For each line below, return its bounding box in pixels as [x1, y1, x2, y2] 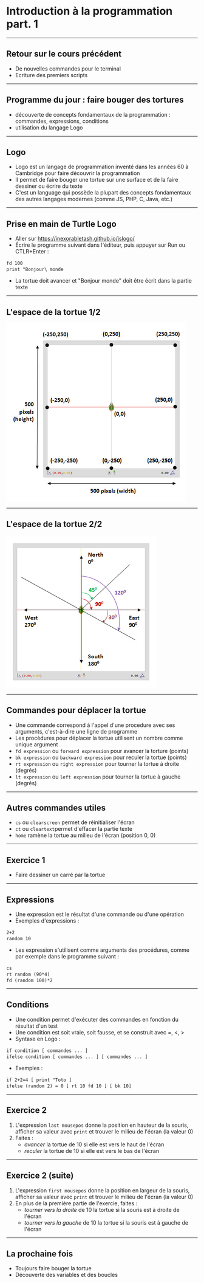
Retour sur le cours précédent [6, 49, 122, 59]
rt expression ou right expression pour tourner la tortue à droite [15, 760, 179, 767]
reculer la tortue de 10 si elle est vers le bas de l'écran [24, 1147, 160, 1154]
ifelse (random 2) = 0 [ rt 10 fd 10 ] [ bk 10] [6, 1083, 132, 1089]
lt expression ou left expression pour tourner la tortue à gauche [15, 773, 181, 780]
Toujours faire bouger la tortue [15, 1265, 92, 1272]
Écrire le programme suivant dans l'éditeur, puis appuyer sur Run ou [15, 241, 186, 249]
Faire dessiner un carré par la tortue [15, 871, 106, 879]
